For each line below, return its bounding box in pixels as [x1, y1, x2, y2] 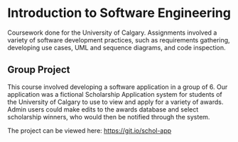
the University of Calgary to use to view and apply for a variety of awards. [7, 97, 224, 106]
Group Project [7, 64, 70, 76]
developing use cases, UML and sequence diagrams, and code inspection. [7, 43, 226, 52]
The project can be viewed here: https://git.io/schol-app [7, 126, 172, 135]
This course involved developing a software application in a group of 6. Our [7, 83, 228, 91]
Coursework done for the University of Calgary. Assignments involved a [7, 28, 217, 37]
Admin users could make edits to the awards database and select [7, 105, 199, 114]
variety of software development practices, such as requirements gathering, [7, 35, 230, 44]
